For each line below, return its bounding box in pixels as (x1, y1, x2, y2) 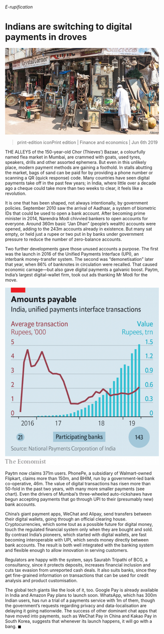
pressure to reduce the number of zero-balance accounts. (5, 236, 122, 242)
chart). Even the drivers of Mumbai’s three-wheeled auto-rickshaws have (5, 491, 152, 497)
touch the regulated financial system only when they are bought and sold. (5, 526, 153, 532)
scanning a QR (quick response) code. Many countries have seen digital (5, 175, 150, 181)
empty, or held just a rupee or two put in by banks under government (5, 231, 144, 237)
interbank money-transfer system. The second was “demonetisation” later (5, 256, 154, 262)
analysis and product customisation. (5, 577, 78, 583)
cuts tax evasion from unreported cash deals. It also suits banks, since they (5, 567, 157, 573)
